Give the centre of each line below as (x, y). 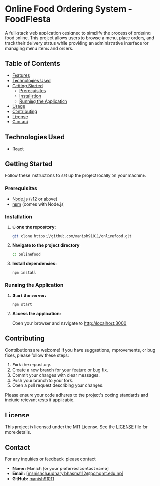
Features (21, 75)
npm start (22, 304)
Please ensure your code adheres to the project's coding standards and (77, 395)
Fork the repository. (32, 364)
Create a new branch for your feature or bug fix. (60, 370)
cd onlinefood (26, 254)
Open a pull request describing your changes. (58, 385)
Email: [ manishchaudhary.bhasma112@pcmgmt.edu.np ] (68, 474)
